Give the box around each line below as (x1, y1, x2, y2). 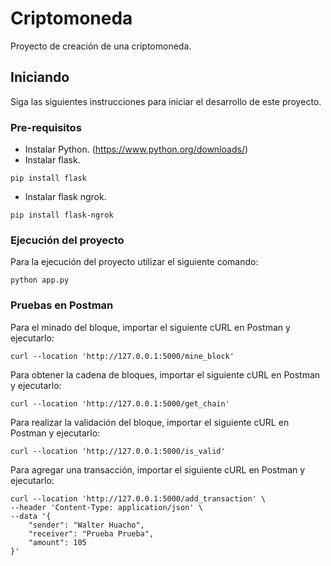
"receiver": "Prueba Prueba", (28, 528, 155, 539)
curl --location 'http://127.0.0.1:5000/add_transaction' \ (10, 493, 267, 504)
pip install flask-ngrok (10, 210, 114, 221)
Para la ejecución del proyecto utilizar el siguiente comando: (10, 256, 259, 268)
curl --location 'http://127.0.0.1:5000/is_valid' (10, 446, 226, 456)
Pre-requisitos (10, 120, 82, 134)
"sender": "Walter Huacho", (28, 520, 145, 530)
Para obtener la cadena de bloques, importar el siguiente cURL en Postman (10, 368, 321, 381)
